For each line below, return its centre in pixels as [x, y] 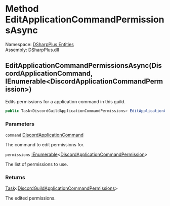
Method [22, 9]
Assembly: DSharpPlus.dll [32, 50]
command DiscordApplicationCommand [45, 135]
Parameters [20, 123]
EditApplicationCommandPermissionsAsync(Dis [83, 66]
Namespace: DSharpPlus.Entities [40, 44]
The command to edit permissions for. [45, 144]
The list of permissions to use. [37, 164]
